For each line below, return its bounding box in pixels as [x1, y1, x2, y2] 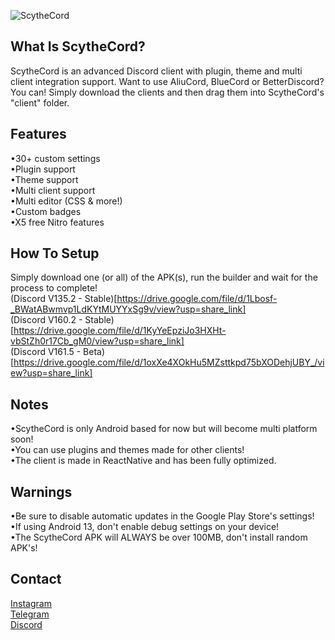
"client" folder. [10, 96, 70, 109]
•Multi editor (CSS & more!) [10, 195, 123, 207]
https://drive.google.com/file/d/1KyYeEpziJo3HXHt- [13, 325, 227, 337]
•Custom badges [10, 205, 82, 217]
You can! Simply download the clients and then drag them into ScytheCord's [10, 86, 325, 98]
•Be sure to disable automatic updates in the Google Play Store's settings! [10, 510, 315, 522]
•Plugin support [10, 163, 76, 175]
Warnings [10, 483, 73, 500]
